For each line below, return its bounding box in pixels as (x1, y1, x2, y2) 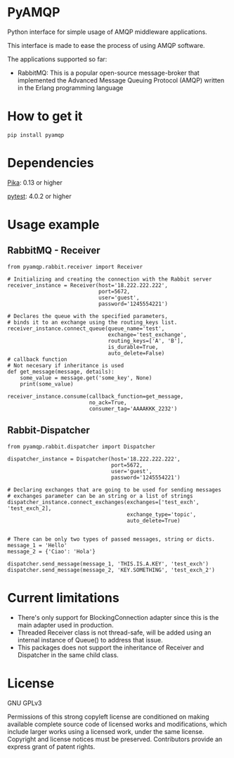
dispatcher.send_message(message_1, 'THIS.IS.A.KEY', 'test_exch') (7, 560, 209, 568)
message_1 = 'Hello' (7, 542, 68, 549)
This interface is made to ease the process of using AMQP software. (7, 41, 205, 49)
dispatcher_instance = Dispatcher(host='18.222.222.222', (7, 456, 181, 463)
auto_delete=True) (126, 517, 181, 524)
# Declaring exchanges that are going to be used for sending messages (7, 486, 221, 494)
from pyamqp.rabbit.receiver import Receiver (7, 263, 143, 270)
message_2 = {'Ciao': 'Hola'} (7, 548, 96, 555)
